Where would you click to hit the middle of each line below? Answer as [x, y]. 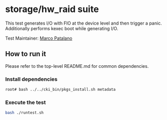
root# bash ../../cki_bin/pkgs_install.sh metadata [60, 90]
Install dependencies [31, 79]
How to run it [26, 54]
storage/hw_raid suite [52, 9]
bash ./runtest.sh [24, 113]
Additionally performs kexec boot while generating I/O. [62, 28]
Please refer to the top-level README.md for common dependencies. [77, 66]
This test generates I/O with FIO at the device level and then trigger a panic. [83, 23]
